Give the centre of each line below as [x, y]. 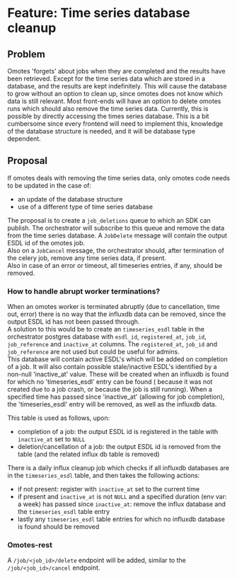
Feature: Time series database [99, 13]
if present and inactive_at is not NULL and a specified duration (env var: [122, 497]
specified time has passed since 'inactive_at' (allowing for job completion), [116, 397]
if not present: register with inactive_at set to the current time [109, 489]
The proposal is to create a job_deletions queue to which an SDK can [109, 220]
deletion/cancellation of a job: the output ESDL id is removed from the [119, 447]
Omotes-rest [30, 545]
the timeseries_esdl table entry [64, 512]
